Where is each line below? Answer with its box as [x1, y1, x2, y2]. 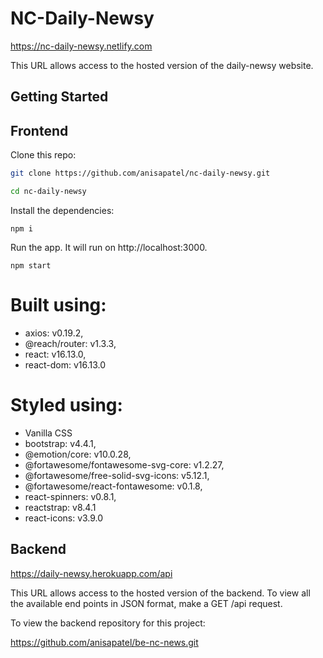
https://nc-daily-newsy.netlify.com [10, 40, 153, 52]
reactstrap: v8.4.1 [24, 501, 97, 513]
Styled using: [10, 394, 123, 417]
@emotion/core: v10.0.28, [24, 448, 132, 460]
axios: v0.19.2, [24, 327, 84, 339]
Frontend [10, 122, 69, 139]
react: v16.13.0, [24, 348, 87, 360]
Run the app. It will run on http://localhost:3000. [10, 241, 208, 253]
